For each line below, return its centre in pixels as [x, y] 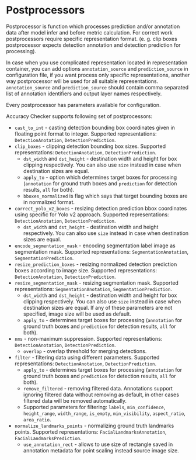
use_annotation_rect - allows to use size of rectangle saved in [98, 444]
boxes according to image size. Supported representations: [86, 270]
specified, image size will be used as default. [77, 314]
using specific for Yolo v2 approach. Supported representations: [92, 215]
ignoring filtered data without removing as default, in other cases [101, 395]
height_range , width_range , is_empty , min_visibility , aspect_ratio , [104, 413]
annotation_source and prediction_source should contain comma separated [97, 87]
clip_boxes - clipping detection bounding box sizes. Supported [90, 146]
